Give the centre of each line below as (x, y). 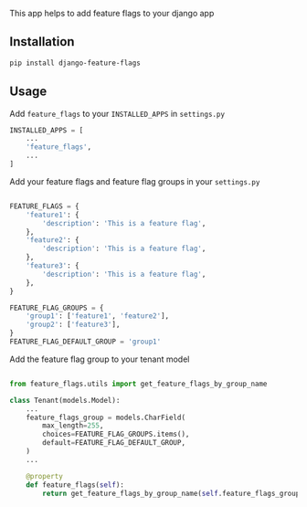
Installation (42, 42)
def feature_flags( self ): (75, 485)
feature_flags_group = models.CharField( (106, 417)
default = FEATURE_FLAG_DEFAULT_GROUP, (114, 443)
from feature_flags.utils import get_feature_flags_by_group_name (138, 384)
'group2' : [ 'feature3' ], (73, 325)
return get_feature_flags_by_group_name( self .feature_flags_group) (173, 493)
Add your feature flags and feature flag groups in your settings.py (135, 181)
